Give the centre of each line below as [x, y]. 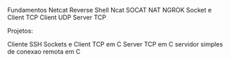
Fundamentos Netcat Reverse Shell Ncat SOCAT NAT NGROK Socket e [110, 10]
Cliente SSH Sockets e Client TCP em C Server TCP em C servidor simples [115, 44]
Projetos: [20, 31]
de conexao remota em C [44, 52]
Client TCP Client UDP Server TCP [57, 17]
